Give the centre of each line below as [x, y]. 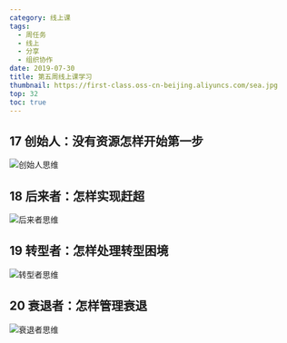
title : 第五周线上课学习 [51, 77]
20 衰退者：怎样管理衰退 [79, 306]
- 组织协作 [35, 60]
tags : [20, 26]
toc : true [28, 102]
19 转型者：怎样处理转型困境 [89, 251]
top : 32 [24, 93]
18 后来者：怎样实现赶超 [77, 196]
